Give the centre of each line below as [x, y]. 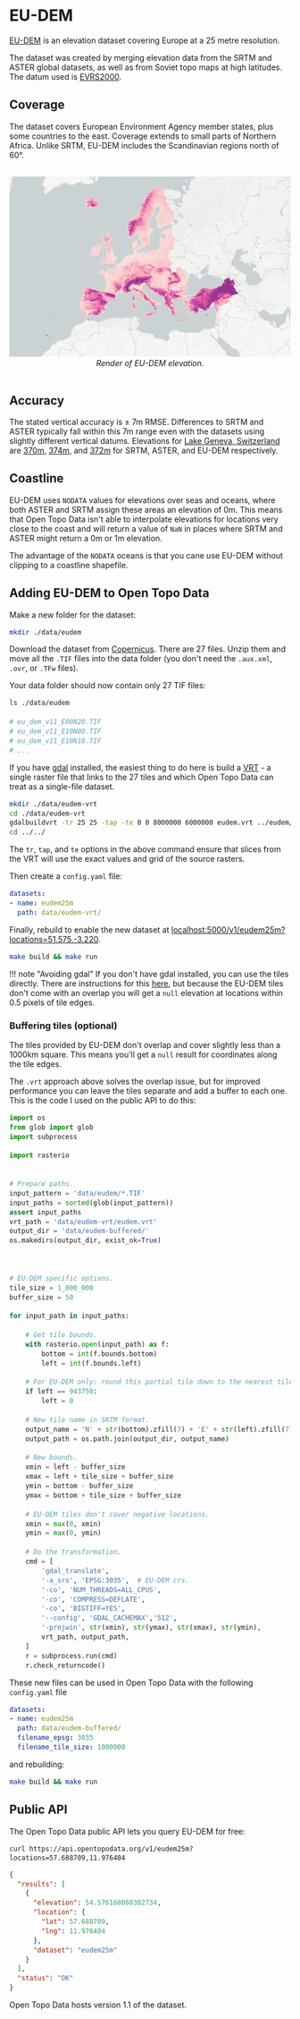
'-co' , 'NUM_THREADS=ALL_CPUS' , [102, 1589]
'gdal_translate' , [75, 1571]
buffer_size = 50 [42, 1297]
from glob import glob [51, 1127]
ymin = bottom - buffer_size [79, 1487]
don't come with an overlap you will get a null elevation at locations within [146, 992]
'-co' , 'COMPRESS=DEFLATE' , [93, 1599]
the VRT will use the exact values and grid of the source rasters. [127, 859]
